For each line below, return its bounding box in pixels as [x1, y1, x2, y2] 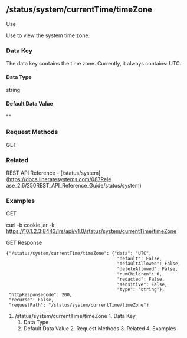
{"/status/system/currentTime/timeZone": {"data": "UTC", [6, 251, 152, 257]
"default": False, [117, 256, 162, 262]
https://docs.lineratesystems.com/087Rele [8, 176, 111, 183]
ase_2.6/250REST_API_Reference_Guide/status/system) [6, 182, 142, 189]
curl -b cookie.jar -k [6, 221, 55, 229]
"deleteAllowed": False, [117, 266, 178, 272]
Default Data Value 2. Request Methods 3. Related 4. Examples [23, 325, 176, 332]
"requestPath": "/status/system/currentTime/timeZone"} [8, 302, 149, 309]
